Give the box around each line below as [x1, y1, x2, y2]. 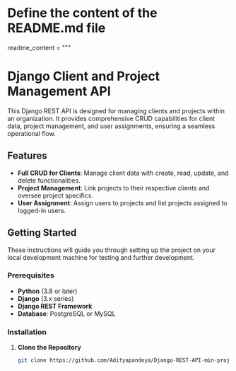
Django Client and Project [7, 69, 160, 84]
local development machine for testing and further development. [7, 253, 195, 261]
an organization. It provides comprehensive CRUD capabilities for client [7, 114, 216, 122]
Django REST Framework [17, 302, 93, 310]
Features [7, 150, 47, 162]
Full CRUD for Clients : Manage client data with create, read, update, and [17, 169, 229, 177]
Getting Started [7, 227, 77, 239]
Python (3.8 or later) [17, 287, 78, 295]
